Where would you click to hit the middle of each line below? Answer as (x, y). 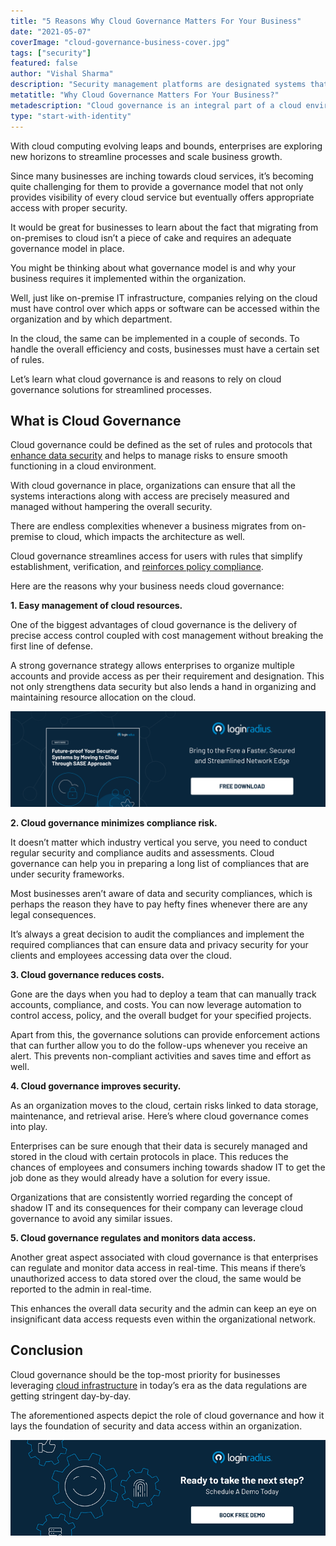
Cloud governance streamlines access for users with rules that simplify (156, 556)
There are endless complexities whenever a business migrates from (150, 526)
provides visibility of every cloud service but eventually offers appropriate (162, 197)
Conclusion (47, 1350)
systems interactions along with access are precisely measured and (150, 496)
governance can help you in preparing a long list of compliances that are (160, 863)
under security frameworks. (67, 874)
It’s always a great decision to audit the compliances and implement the (157, 934)
